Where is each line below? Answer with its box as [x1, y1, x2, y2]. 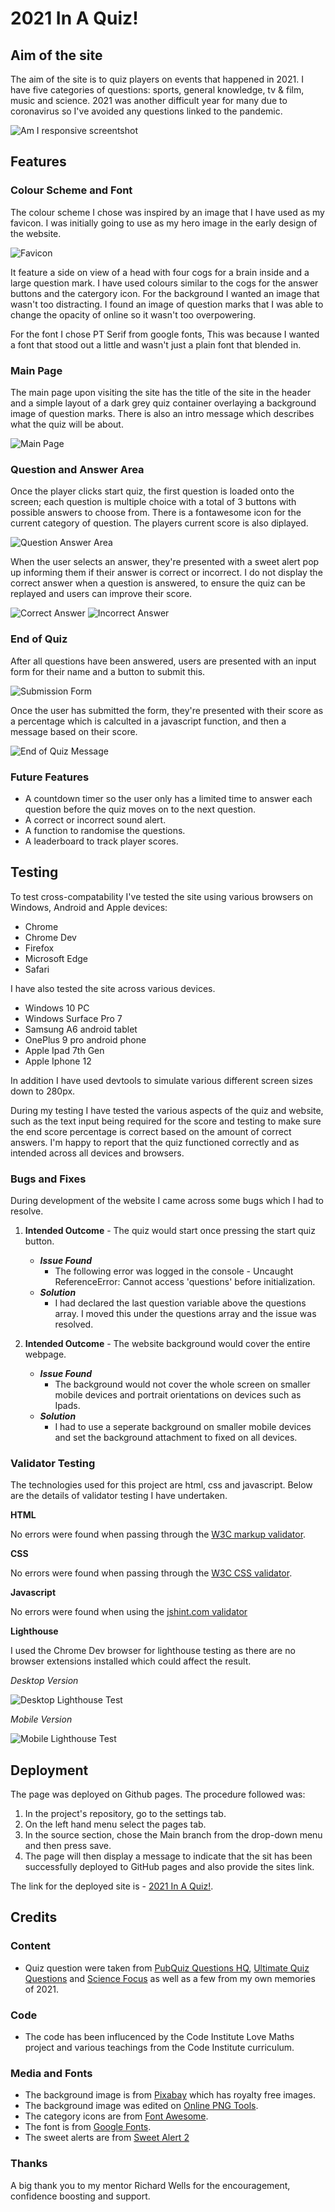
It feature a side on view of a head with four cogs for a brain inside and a [10, 266, 310, 278]
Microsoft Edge [24, 952, 89, 964]
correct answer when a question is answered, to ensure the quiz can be [10, 577, 306, 589]
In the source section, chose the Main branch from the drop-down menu [24, 1829, 323, 1841]
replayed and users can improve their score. [10, 588, 193, 600]
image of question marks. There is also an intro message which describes [10, 407, 315, 419]
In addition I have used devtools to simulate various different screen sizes [10, 1074, 313, 1086]
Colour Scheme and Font [10, 183, 133, 197]
